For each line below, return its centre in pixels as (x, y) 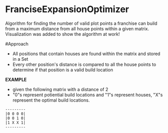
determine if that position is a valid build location (63, 70)
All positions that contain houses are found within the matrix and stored (86, 54)
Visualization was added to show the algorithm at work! (63, 34)
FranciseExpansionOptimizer (67, 9)
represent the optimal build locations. (51, 100)
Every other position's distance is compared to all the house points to (84, 64)
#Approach (17, 43)
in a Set (20, 59)
